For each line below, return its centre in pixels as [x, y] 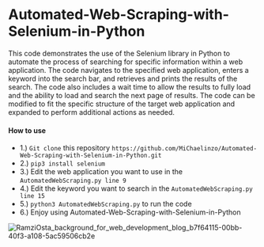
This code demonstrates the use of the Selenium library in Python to [119, 53]
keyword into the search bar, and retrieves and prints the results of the [123, 78]
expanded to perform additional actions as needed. [92, 112]
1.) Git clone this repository [65, 148]
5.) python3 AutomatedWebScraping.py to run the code [106, 204]
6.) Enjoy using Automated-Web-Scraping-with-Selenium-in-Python [130, 212]
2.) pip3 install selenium [62, 163]
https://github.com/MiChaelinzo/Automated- [185, 149]
